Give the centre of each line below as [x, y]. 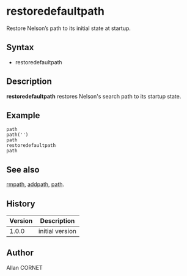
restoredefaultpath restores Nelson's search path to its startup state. [94, 96]
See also [23, 170]
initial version [57, 231]
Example [23, 115]
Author [20, 253]
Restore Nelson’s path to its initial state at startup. [69, 28]
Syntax [20, 47]
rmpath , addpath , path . [35, 184]
